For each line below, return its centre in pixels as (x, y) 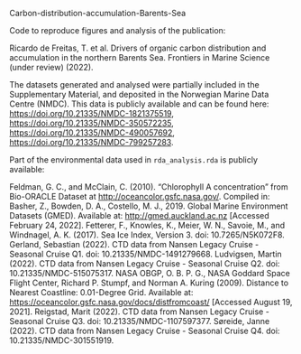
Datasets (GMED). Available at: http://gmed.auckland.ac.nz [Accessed (140, 215)
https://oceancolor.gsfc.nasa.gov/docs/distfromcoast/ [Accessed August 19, (151, 302)
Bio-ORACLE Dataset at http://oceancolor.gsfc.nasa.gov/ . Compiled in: (140, 196)
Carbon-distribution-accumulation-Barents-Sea (98, 13)
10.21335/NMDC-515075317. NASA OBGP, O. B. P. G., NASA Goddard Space (150, 273)
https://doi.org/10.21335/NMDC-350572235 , (91, 123)
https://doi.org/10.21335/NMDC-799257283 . (91, 142)
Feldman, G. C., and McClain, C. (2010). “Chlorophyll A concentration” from (149, 187)
